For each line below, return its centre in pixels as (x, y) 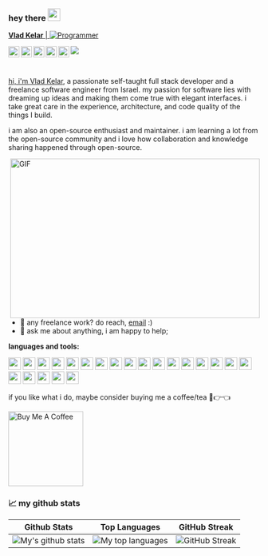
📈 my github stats (44, 503)
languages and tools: (44, 346)
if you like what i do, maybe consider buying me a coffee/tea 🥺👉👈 (120, 397)
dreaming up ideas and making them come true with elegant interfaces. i (128, 98)
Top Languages (130, 526)
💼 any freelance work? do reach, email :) (86, 322)
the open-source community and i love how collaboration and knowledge (128, 139)
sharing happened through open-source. (75, 148)
